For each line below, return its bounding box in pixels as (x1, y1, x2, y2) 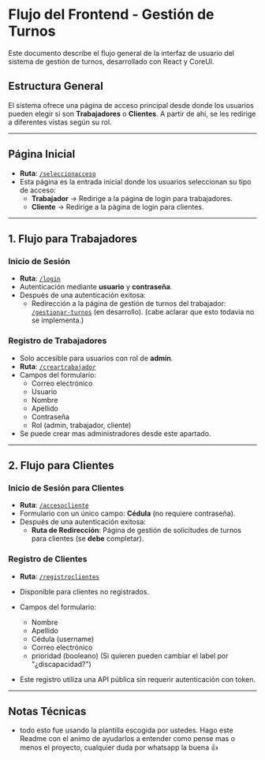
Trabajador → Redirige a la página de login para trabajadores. (31, 193, 233, 203)
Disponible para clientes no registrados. (19, 587, 150, 596)
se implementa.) (31, 315, 84, 325)
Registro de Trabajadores (8, 335, 107, 346)
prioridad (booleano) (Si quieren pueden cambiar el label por (31, 650, 229, 660)
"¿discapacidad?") (31, 659, 92, 669)
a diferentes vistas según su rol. (8, 117, 112, 127)
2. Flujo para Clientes (8, 459, 114, 472)
